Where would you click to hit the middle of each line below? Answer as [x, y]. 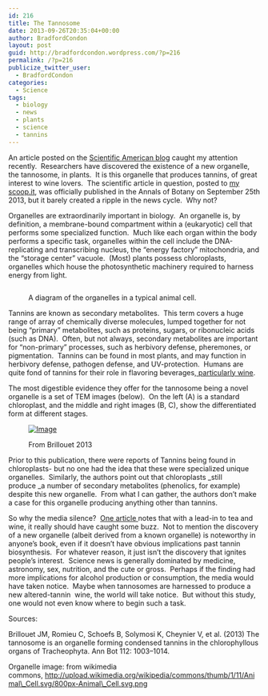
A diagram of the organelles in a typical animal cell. [112, 298]
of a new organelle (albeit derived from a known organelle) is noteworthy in [132, 535]
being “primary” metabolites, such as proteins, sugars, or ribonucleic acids [132, 330]
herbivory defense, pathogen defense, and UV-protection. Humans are [126, 364]
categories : [28, 82]
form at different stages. [48, 414]
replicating [26, 250]
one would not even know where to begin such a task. [97, 603]
